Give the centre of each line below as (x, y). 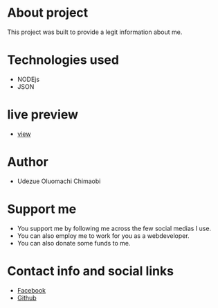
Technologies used (63, 60)
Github (27, 298)
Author (28, 162)
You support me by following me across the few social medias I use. (114, 228)
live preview (43, 115)
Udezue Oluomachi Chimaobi (59, 181)
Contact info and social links (91, 271)
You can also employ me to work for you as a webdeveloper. (103, 236)
